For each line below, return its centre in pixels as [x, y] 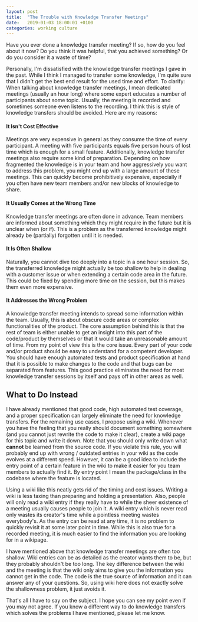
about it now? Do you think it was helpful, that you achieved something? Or [97, 51]
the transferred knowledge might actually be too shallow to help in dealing [96, 268]
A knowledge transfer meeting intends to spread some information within [95, 314]
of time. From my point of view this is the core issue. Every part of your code [99, 345]
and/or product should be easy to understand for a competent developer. [95, 351]
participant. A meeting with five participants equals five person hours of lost [98, 146]
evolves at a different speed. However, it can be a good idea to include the [96, 459]
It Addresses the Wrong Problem [47, 300]
